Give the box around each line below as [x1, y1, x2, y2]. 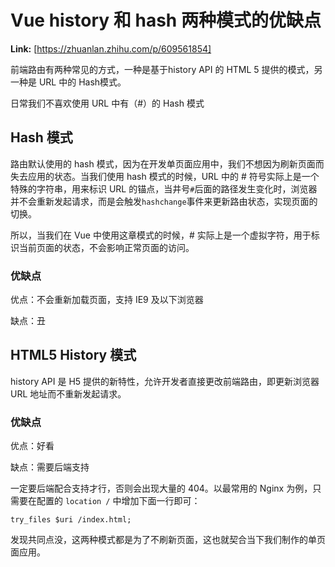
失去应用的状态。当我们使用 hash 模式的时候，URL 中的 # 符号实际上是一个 [10, 170, 320, 182]
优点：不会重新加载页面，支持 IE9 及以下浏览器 [10, 294, 204, 306]
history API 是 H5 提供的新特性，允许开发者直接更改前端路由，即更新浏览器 [10, 375, 320, 387]
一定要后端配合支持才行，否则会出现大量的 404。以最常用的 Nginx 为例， [10, 482, 313, 495]
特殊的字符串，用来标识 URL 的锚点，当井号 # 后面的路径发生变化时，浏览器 [10, 182, 318, 195]
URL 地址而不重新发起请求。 [10, 387, 127, 400]
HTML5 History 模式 [10, 347, 137, 364]
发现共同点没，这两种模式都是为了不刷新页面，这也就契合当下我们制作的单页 [10, 534, 326, 546]
